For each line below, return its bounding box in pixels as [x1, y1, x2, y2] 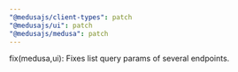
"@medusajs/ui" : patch [9, 21, 93, 30]
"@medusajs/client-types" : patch [9, 12, 133, 22]
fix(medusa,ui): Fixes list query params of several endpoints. [9, 54, 230, 64]
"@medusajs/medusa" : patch [9, 29, 109, 38]
